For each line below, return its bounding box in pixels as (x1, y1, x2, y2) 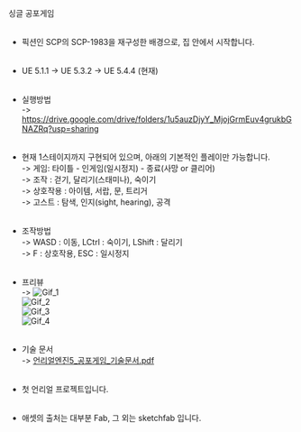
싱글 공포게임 (8, 8, 55, 18)
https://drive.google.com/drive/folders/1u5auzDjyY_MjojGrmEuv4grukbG (21, 114, 292, 124)
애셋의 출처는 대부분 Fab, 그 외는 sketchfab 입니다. (21, 413, 202, 423)
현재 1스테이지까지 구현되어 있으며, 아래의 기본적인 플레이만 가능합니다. (21, 152, 271, 162)
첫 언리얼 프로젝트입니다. (21, 384, 109, 394)
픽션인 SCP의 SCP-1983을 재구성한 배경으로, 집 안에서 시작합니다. (21, 37, 255, 47)
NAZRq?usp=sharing (21, 124, 100, 133)
